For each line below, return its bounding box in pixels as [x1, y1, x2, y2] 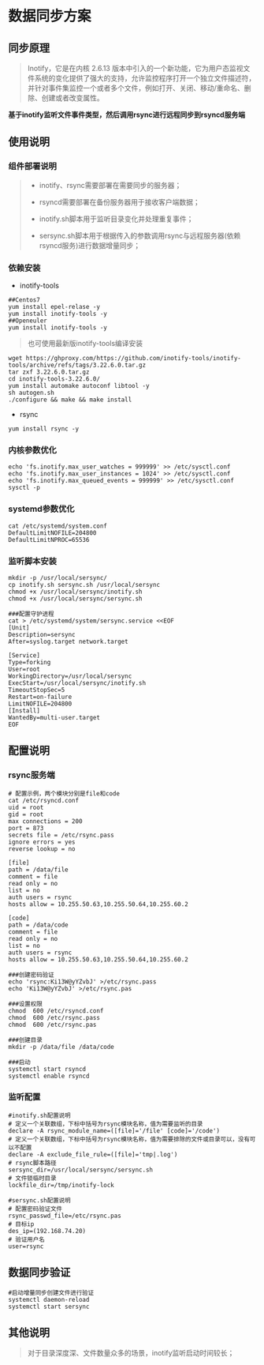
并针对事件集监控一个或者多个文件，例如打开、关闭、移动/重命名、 [27, 84, 244, 92]
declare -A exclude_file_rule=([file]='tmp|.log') [8, 1150, 178, 1158]
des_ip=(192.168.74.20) [8, 1227, 87, 1235]
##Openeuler [8, 317, 47, 325]
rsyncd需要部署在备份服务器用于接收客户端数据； [39, 197, 200, 206]
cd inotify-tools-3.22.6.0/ [8, 374, 101, 383]
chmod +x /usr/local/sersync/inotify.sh [8, 588, 143, 596]
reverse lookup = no [8, 844, 76, 853]
